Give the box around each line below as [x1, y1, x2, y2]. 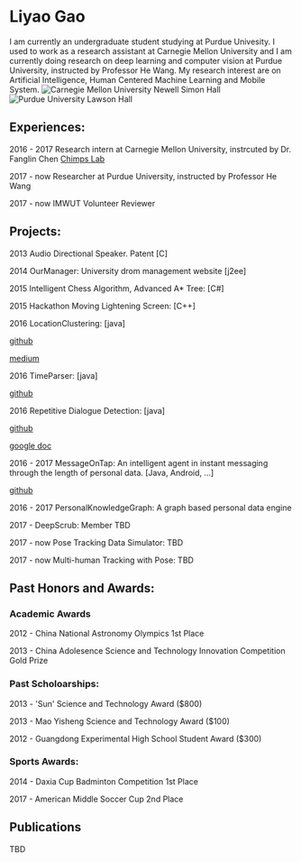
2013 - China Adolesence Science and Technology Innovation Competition [9, 646, 286, 656]
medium [9, 353, 40, 363]
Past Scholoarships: [9, 678, 99, 691]
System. [9, 84, 41, 95]
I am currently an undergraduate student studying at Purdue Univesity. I [9, 36, 275, 47]
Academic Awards [9, 607, 92, 619]
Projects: [9, 224, 61, 240]
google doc [9, 440, 52, 451]
